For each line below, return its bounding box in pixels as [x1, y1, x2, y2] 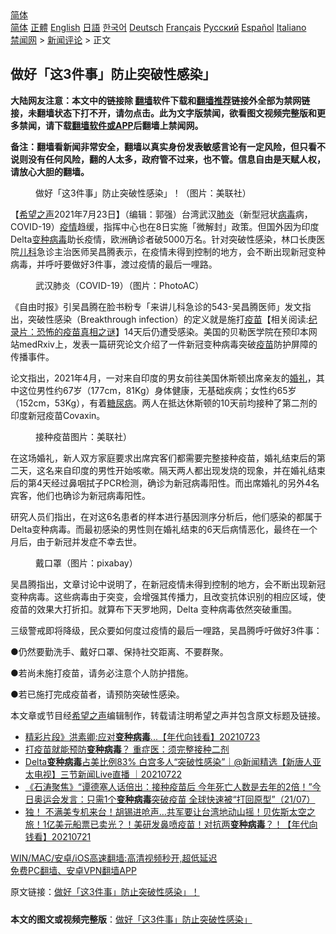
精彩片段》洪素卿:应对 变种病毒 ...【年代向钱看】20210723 [24, 730, 261, 742]
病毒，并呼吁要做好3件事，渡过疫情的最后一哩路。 [10, 258, 218, 270]
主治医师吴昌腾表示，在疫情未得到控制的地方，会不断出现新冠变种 [53, 245, 326, 257]
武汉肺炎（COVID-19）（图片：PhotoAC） [35, 279, 205, 291]
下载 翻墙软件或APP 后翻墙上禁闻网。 [53, 119, 204, 131]
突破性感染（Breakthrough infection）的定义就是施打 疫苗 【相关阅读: [27, 313, 309, 325]
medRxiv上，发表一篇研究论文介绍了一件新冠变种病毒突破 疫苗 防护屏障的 [18, 338, 318, 350]
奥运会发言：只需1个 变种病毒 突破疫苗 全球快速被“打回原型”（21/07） [33, 793, 316, 805]
